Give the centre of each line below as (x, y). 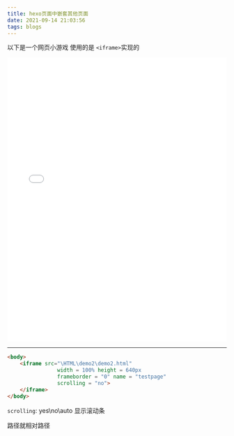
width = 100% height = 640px (99, 370)
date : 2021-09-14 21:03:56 (46, 20)
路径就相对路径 (29, 425)
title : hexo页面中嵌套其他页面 (48, 14)
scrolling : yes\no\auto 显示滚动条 (56, 410)
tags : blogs (24, 27)
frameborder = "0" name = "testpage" (112, 377)
